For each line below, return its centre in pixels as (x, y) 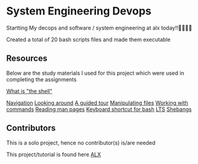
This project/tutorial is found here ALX (54, 154)
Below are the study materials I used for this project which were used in (95, 73)
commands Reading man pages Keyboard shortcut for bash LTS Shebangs (99, 109)
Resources (27, 58)
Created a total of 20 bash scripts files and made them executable (88, 39)
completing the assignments (41, 79)
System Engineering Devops (79, 11)
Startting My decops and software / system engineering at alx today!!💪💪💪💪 (99, 28)
